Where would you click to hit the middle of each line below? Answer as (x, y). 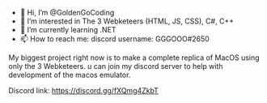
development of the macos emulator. (70, 75)
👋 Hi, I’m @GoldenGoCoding (67, 13)
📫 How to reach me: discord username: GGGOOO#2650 (115, 39)
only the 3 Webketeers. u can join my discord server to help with (116, 66)
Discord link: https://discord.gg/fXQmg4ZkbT (84, 90)
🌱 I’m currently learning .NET (68, 30)
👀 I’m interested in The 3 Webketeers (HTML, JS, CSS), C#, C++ (127, 21)
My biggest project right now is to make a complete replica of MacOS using (134, 58)
